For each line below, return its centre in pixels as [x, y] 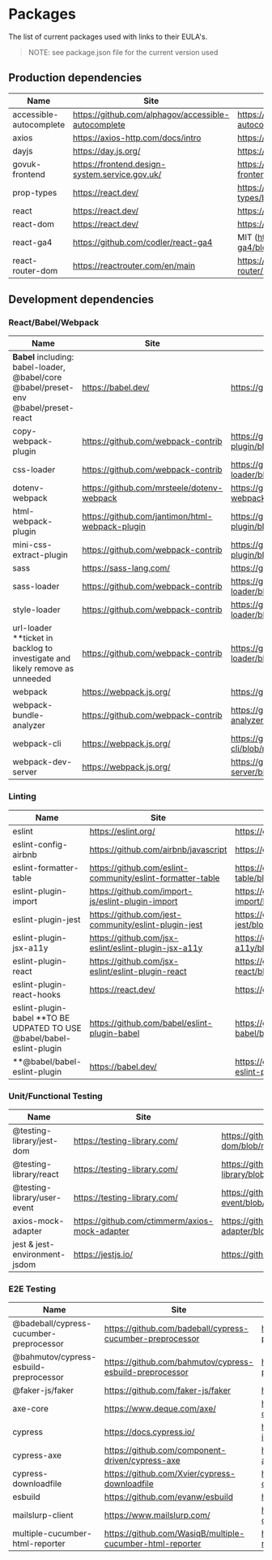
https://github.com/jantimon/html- [147, 516]
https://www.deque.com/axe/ [160, 1409]
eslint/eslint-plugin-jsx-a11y [146, 948]
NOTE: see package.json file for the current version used [123, 52]
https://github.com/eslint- [139, 868]
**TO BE [53, 1018]
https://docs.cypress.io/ [149, 1432]
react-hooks [36, 994]
